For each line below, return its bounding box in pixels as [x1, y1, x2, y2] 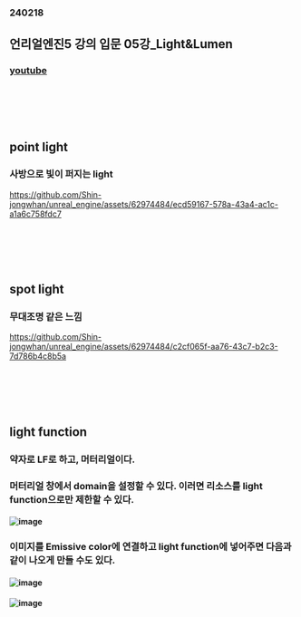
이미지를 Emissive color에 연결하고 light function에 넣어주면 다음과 [9, 541, 292, 554]
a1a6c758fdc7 [9, 208, 62, 219]
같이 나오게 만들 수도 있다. [9, 554, 116, 567]
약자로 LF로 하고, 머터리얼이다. [9, 453, 136, 466]
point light [9, 139, 68, 155]
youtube [9, 64, 48, 77]
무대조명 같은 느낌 [9, 311, 83, 323]
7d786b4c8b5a [9, 351, 66, 362]
